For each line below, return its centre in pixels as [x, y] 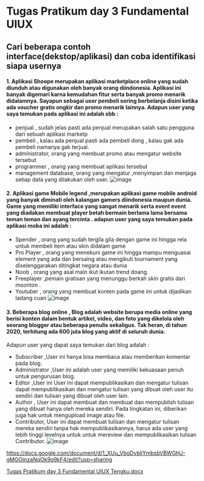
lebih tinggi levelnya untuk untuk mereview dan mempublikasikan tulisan [106, 435]
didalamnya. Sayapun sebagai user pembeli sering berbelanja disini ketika [102, 101]
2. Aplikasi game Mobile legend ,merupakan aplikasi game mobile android [102, 193]
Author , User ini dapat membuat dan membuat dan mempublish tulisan [104, 402]
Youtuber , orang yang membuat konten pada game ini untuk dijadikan [103, 291]
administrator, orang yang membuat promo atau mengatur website [98, 153]
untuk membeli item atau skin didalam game [70, 246]
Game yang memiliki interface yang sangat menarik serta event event [96, 207]
